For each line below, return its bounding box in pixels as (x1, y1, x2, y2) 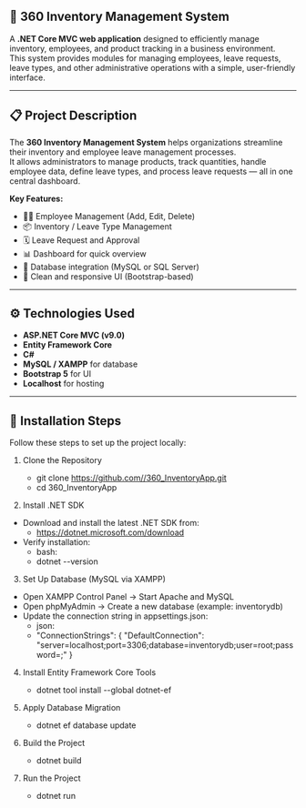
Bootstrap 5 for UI (22, 369, 92, 379)
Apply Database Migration (22, 702, 121, 713)
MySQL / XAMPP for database (22, 359, 138, 369)
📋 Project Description (9, 108, 138, 124)
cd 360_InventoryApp (36, 482, 117, 493)
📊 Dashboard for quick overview (22, 247, 148, 259)
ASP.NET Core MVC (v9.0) (22, 329, 126, 341)
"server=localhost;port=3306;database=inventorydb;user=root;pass (36, 640, 294, 651)
